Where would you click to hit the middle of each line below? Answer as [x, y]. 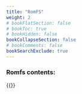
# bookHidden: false [32, 34]
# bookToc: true [26, 29]
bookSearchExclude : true [37, 51]
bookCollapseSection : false [41, 40]
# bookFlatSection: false [38, 23]
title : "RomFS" [25, 12]
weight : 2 [19, 17]
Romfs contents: [31, 72]
